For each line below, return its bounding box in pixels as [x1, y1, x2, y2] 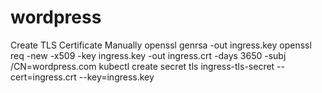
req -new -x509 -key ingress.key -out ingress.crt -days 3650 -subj [10, 49, 287, 61]
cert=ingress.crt [10, 71, 77, 83]
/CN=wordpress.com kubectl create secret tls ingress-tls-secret [10, 60, 275, 72]
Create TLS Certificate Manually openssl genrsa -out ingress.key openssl [10, 39, 312, 51]
